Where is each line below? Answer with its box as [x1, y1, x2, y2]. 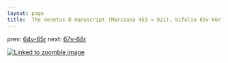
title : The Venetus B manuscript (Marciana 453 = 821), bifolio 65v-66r [7, 16, 222, 23]
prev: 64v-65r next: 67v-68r [7, 35, 87, 43]
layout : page [7, 9, 44, 17]
